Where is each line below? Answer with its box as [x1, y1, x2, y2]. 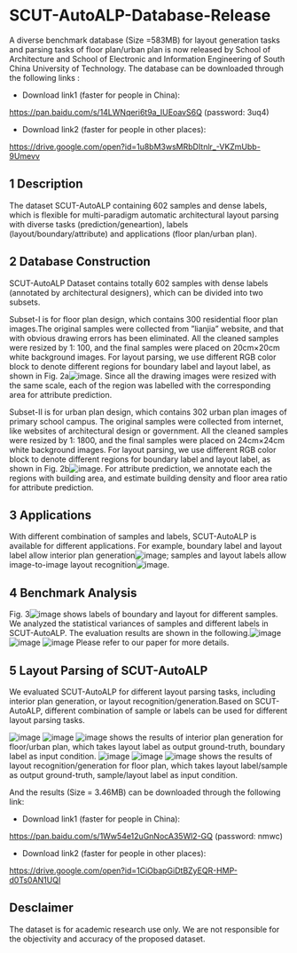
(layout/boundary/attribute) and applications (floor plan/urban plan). [9, 228, 257, 239]
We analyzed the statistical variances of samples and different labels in [9, 618, 269, 629]
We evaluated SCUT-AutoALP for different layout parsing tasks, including [9, 687, 276, 697]
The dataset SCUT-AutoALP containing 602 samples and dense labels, [9, 200, 268, 210]
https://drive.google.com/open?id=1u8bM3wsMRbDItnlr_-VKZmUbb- [9, 141, 262, 152]
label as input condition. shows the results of [9, 751, 273, 761]
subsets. [9, 297, 41, 307]
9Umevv [9, 150, 40, 161]
